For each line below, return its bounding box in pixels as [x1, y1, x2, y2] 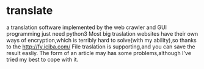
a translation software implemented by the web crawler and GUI [6, 24, 167, 31]
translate [6, 4, 53, 18]
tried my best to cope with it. [6, 56, 79, 63]
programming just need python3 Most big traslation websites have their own [6, 30, 199, 37]
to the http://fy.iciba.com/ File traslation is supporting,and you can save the [6, 43, 195, 50]
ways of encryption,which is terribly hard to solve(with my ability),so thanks [6, 36, 197, 44]
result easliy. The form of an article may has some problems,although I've [6, 49, 191, 56]
